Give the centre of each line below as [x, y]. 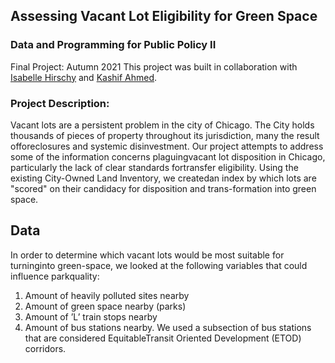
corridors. [45, 348]
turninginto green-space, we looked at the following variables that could [159, 265]
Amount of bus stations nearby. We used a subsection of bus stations [168, 327]
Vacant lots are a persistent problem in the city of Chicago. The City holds [162, 125]
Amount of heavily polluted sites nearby [107, 295]
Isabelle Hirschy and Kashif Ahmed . [84, 77]
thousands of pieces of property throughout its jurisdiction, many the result [165, 135]
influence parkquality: [55, 276]
